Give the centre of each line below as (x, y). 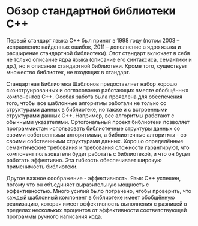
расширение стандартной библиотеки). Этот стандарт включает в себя (98, 53)
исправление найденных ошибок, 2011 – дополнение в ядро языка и (94, 47)
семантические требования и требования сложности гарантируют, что (98, 147)
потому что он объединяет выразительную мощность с (78, 185)
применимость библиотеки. (42, 167)
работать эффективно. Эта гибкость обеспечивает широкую (84, 160)
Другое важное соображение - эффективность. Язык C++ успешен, (94, 178)
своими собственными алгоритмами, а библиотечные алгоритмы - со (97, 135)
